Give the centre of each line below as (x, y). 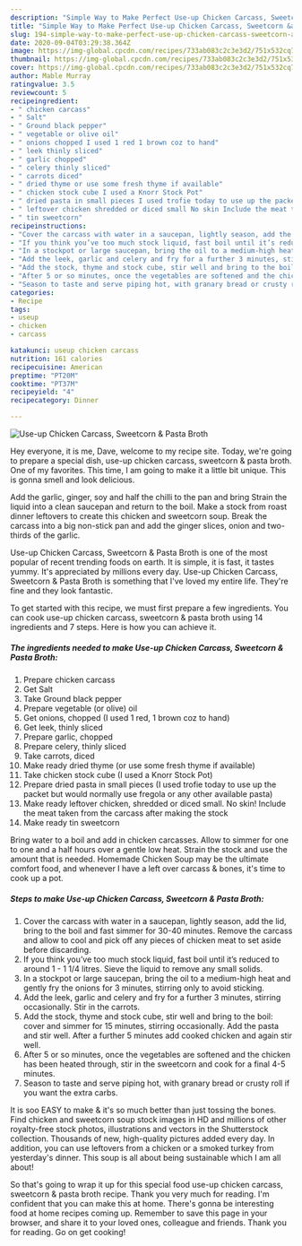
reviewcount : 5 (39, 92)
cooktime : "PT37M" (44, 384)
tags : (20, 309)
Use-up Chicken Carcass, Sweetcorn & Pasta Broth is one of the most (139, 553)
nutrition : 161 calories (56, 359)
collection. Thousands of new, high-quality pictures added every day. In (143, 1138)
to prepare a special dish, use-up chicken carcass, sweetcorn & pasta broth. (151, 461)
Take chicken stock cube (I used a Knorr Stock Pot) (118, 774)
